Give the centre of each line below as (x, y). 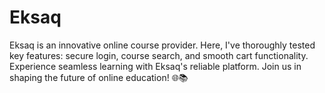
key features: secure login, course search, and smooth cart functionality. (159, 55)
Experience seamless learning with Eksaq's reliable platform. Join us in (155, 66)
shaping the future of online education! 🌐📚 (99, 77)
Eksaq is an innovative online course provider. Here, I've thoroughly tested (162, 45)
